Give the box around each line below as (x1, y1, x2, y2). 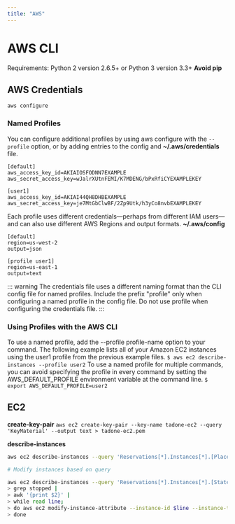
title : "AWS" (7, 10, 45, 18)
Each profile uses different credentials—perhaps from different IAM (7, 212, 201, 221)
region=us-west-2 (7, 239, 58, 246)
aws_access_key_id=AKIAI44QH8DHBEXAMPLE (7, 193, 127, 200)
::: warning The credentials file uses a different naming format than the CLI (7, 282, 222, 291)
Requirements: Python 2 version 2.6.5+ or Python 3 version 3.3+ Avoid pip (7, 64, 222, 72)
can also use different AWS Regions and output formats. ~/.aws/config (20, 219, 225, 228)
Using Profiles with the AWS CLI (7, 322, 117, 331)
